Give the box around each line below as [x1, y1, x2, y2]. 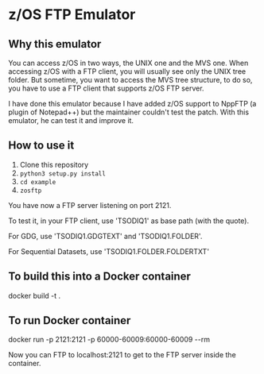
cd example [19, 178, 56, 186]
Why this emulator [8, 37, 102, 51]
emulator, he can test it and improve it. [8, 116, 134, 125]
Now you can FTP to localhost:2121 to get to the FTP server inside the [8, 350, 236, 360]
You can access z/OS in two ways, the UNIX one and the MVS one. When [8, 58, 249, 67]
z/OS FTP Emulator [8, 6, 136, 24]
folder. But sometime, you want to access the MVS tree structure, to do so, [8, 75, 253, 84]
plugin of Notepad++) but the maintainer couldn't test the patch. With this [8, 107, 249, 117]
